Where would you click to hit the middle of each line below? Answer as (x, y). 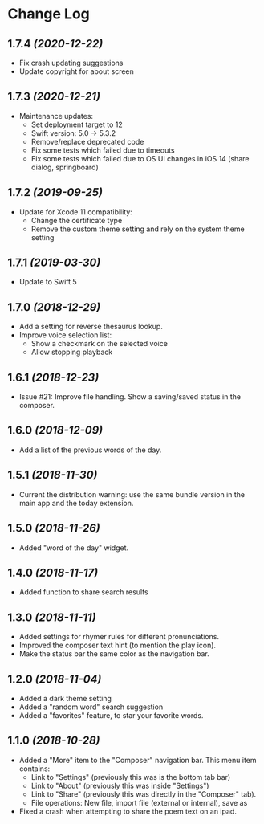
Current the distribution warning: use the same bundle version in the (132, 494)
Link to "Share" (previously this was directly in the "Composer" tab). (144, 794)
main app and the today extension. (76, 503)
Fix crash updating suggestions (71, 63)
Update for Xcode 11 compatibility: (76, 212)
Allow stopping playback (72, 352)
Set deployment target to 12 (77, 124)
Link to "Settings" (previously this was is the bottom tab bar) (131, 777)
